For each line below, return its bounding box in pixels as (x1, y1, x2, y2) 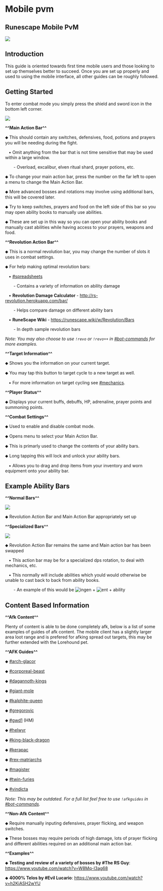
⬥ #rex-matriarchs (5, 757, 42, 763)
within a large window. (5, 154, 50, 160)
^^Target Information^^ (5, 350, 53, 356)
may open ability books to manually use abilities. (5, 209, 103, 215)
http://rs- (79, 292, 98, 298)
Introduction (5, 50, 44, 58)
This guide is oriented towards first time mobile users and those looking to (5, 63, 155, 69)
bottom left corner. (5, 106, 43, 112)
